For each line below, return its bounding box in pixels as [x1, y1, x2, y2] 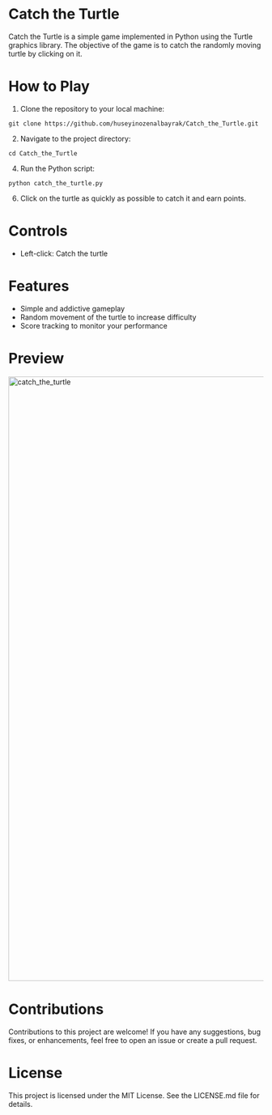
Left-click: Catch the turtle [19, 248, 108, 258]
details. [8, 1099, 33, 1109]
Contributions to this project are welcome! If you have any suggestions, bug [8, 1027, 261, 1037]
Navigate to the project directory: [19, 134, 131, 143]
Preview [8, 349, 65, 367]
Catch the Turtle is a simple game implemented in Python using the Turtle [8, 32, 253, 41]
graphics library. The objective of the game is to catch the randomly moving [8, 40, 261, 49]
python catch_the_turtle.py [8, 179, 104, 187]
